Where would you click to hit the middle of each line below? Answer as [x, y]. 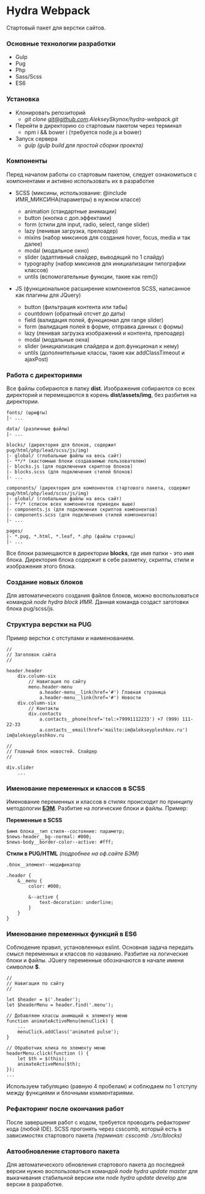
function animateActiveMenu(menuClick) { [60, 1021]
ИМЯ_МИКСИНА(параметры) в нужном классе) [78, 199]
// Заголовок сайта [31, 654]
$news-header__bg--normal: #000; [49, 837]
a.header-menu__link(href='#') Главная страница [102, 692]
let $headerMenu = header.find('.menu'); [60, 1005]
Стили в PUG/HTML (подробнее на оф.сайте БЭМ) [73, 854]
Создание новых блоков [45, 583]
